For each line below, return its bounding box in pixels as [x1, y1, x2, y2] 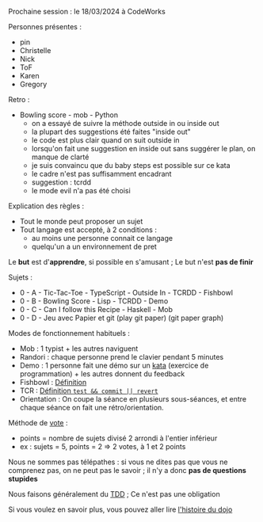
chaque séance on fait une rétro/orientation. [19, 403, 164, 412]
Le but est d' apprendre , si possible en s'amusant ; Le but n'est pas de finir [8, 257, 253, 266]
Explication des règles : [8, 201, 85, 211]
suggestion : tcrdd [31, 177, 92, 187]
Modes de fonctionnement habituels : [8, 329, 131, 337]
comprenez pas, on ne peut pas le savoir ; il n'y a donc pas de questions [8, 466, 247, 474]
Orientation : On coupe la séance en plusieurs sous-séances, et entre [19, 394, 247, 403]
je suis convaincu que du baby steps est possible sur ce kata [31, 161, 231, 170]
